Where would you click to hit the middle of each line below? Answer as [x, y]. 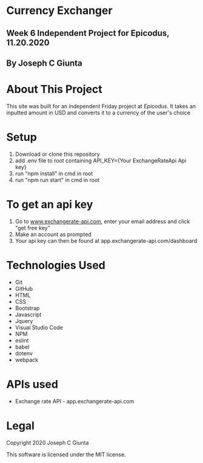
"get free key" [32, 228]
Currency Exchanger [60, 11]
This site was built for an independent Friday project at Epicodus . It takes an [101, 106]
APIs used [32, 384]
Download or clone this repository [57, 154]
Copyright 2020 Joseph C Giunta [48, 442]
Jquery [24, 321]
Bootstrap [27, 308]
